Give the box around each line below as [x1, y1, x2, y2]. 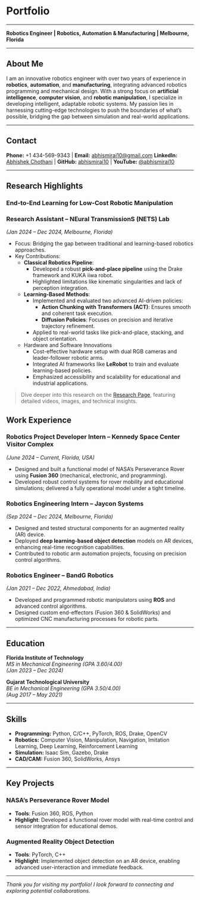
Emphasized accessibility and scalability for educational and [32, 374, 180, 381]
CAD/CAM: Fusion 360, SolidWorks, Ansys [14, 755, 120, 763]
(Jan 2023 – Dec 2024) [6, 667, 64, 674]
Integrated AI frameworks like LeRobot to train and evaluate [32, 360, 179, 368]
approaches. [14, 246, 46, 253]
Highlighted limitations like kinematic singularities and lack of [32, 278, 183, 285]
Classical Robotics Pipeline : [23, 259, 94, 267]
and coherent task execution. [41, 310, 113, 317]
